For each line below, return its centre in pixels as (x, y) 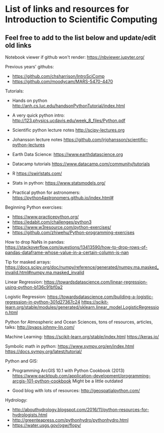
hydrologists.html (30, 415)
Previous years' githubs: (29, 67)
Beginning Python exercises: (34, 207)
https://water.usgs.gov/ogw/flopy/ (47, 425)
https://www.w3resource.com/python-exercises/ (62, 227)
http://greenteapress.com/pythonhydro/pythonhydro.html (70, 420)
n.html (12, 312)
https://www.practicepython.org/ (45, 217)
